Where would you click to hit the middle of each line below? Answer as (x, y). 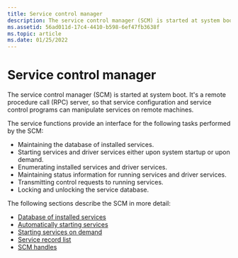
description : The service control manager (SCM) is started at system (114, 20)
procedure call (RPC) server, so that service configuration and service (109, 102)
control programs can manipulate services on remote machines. (101, 110)
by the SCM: (25, 131)
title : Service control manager (55, 14)
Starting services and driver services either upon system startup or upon (124, 152)
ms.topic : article (34, 34)
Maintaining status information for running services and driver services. (122, 175)
